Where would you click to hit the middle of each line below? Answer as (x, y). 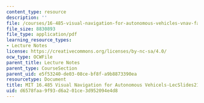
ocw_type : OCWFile (29, 57)
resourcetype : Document (36, 79)
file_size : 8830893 (31, 29)
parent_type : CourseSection (42, 68)
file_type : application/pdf (42, 35)
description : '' (27, 18)
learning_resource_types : (39, 40)
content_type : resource (36, 12)
